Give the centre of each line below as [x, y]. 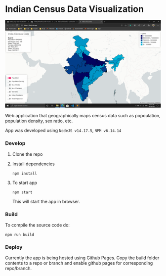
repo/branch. [19, 269]
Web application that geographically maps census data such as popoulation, [83, 116]
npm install [24, 173]
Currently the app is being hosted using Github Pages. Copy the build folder [82, 258]
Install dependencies [34, 164]
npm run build [20, 235]
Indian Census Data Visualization [75, 9]
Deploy [14, 247]
